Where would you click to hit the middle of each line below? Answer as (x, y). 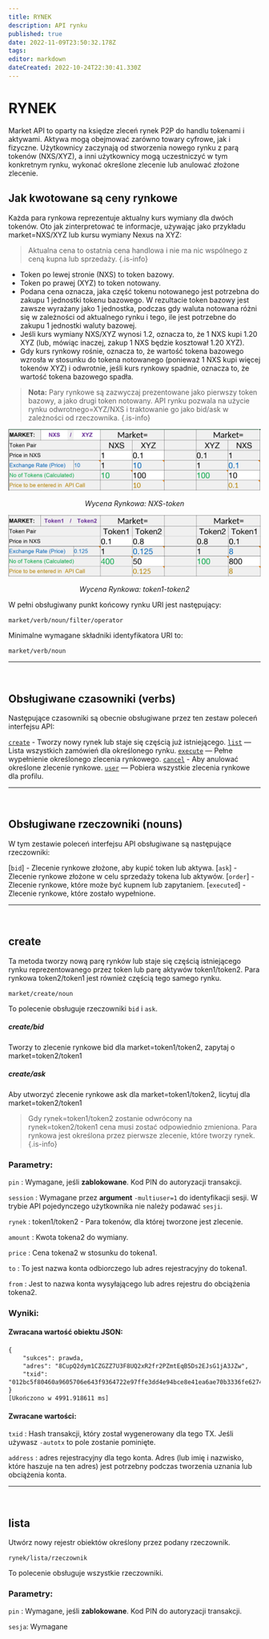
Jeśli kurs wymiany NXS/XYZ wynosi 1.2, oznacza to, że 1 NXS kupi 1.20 (139, 334)
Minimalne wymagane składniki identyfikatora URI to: (96, 635)
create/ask (27, 1074)
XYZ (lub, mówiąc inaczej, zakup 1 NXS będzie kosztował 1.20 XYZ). (132, 342)
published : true (35, 34)
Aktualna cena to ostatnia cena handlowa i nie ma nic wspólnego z (138, 250)
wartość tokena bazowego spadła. (76, 376)
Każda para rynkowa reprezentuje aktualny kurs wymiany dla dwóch (121, 217)
